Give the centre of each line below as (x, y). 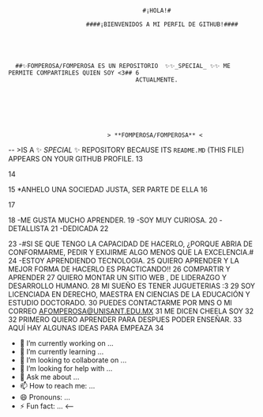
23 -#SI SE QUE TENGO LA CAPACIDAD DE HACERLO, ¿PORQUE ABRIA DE (130, 244)
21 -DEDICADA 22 (79, 228)
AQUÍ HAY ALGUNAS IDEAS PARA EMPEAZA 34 (86, 328)
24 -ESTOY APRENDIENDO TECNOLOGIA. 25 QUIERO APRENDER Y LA (124, 261)
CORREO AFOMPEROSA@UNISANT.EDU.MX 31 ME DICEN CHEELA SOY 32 (131, 311)
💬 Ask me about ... (49, 377)
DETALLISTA (29, 228)
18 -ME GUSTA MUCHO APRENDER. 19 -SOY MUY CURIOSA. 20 (113, 220)
